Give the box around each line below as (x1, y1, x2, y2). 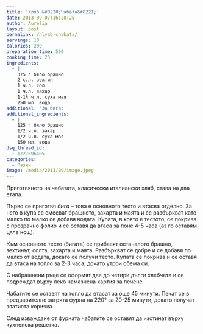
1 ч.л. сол (17, 83, 45, 89)
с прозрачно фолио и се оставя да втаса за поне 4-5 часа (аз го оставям (6, 222, 197, 229)
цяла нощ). (6, 229, 35, 236)
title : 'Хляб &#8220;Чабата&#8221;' (6, 9, 99, 15)
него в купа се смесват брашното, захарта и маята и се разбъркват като (6, 209, 197, 216)
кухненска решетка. (6, 321, 59, 329)
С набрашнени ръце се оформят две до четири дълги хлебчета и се (6, 272, 184, 279)
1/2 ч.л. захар (17, 128, 56, 134)
